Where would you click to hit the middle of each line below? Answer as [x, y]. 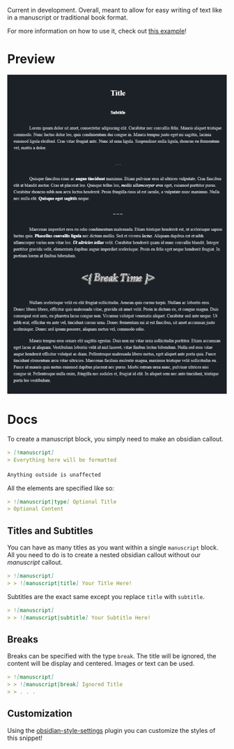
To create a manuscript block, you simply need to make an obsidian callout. [116, 439]
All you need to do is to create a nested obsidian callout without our [104, 555]
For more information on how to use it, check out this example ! [97, 31]
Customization [40, 714]
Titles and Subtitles [50, 530]
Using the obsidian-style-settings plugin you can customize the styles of [111, 730]
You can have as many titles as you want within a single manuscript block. [113, 547]
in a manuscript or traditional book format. [68, 17]
